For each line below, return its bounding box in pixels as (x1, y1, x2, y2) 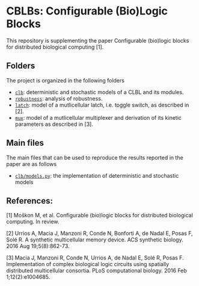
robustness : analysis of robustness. (14, 95, 103, 102)
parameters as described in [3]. (14, 120, 93, 128)
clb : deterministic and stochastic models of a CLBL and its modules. (14, 89, 184, 96)
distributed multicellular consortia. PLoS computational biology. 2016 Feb (6, 267, 188, 275)
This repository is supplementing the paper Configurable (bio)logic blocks (6, 37, 189, 44)
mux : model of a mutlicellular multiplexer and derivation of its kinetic (14, 114, 182, 121)
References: (6, 196, 53, 206)
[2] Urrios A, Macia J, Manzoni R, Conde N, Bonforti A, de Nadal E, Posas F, (6, 230, 194, 237)
